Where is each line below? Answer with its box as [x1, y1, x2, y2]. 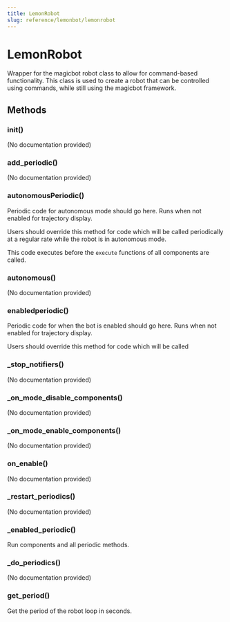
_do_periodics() [7, 558, 61, 568]
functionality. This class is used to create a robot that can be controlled [7, 77, 209, 85]
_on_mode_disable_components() [7, 393, 123, 402]
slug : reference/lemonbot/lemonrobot [7, 17, 116, 24]
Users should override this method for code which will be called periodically [7, 227, 224, 236]
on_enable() [7, 459, 48, 468]
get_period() [7, 591, 50, 601]
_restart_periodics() [7, 492, 76, 501]
